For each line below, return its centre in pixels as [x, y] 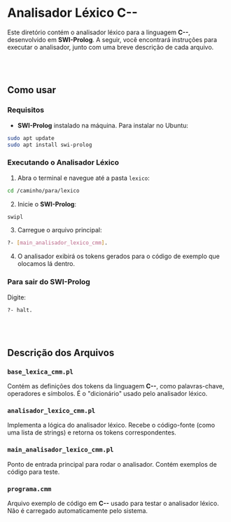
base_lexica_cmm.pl [40, 372]
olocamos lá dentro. [46, 264]
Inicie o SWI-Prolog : [47, 204]
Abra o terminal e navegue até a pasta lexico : [83, 178]
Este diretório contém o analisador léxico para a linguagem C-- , [99, 32]
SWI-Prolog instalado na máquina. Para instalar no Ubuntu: [103, 125]
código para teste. [34, 472]
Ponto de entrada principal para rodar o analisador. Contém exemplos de [112, 464]
